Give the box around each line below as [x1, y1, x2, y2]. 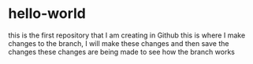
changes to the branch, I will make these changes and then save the [8, 38, 229, 48]
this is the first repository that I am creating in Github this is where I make [8, 30, 246, 40]
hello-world [8, 5, 87, 23]
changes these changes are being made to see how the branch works [8, 47, 235, 56]
